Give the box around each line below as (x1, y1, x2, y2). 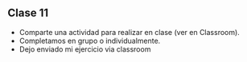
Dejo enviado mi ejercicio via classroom (19, 44, 151, 54)
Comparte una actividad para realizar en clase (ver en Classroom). (19, 27, 241, 37)
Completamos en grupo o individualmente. (19, 36, 161, 45)
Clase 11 (7, 6, 49, 20)
